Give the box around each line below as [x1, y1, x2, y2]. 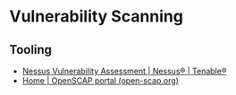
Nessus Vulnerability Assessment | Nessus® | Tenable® [21, 65, 227, 76]
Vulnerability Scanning [9, 6, 183, 27]
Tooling [9, 42, 52, 57]
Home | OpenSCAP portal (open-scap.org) [21, 75, 179, 86]
